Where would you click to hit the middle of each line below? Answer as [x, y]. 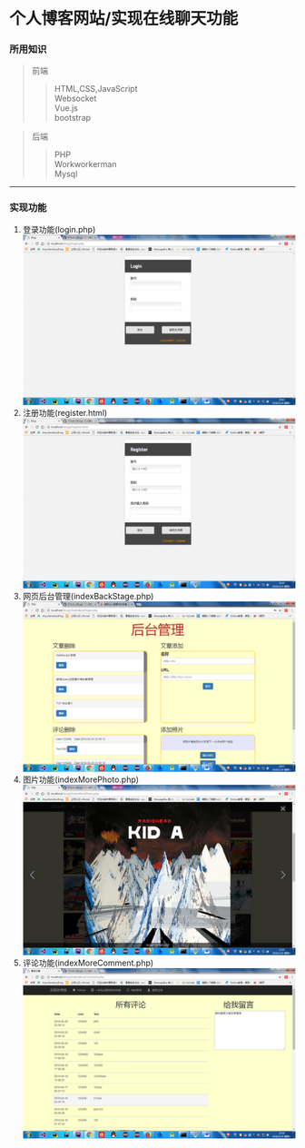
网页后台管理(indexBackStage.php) [88, 597]
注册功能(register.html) [65, 412]
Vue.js [66, 108]
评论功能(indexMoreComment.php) [88, 963]
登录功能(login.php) [59, 229]
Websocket [75, 99]
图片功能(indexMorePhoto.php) [80, 780]
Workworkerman [85, 164]
